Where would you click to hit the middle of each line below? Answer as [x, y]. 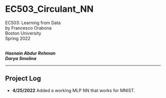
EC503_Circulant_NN [49, 9]
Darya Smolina [21, 58]
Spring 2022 [18, 38]
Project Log [23, 79]
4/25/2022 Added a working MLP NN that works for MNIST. [74, 90]
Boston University [23, 33]
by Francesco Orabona [28, 28]
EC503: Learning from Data [33, 23]
